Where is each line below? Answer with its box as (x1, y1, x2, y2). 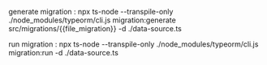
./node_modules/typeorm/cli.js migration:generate (8, 15, 176, 25)
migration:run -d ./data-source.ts (8, 48, 119, 57)
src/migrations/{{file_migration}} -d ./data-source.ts (8, 24, 183, 33)
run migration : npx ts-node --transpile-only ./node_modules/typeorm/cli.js (8, 39, 259, 49)
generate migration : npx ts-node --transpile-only (8, 7, 174, 16)
